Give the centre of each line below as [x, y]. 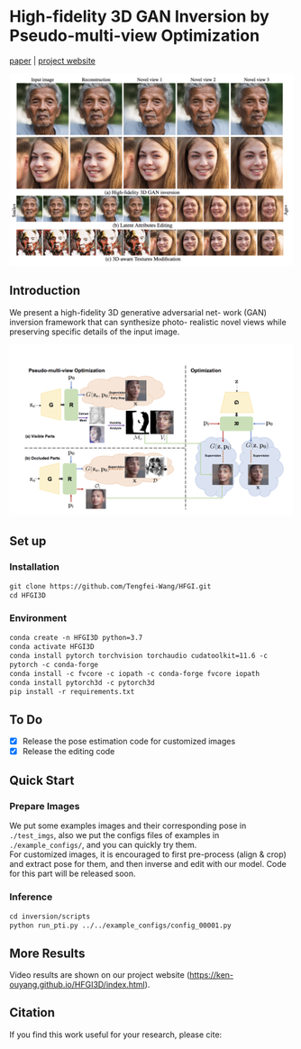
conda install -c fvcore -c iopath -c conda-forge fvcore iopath [134, 674]
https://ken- [211, 975]
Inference [31, 897]
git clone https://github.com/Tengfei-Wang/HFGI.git [110, 586]
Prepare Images [45, 806]
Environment [38, 617]
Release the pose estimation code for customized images [129, 742]
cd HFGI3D [28, 595]
